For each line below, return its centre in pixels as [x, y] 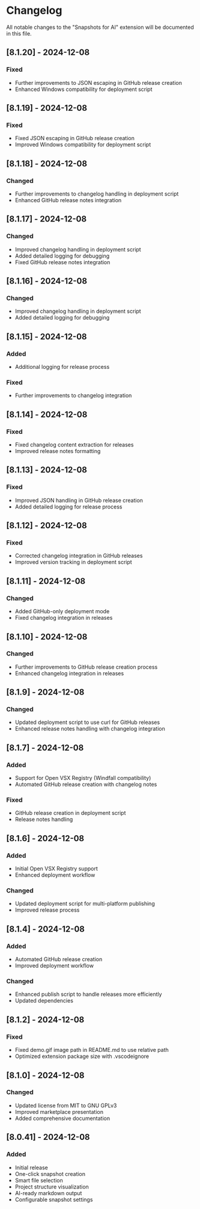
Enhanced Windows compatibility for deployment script [83, 89]
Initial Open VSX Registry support [56, 869]
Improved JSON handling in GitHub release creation [79, 500]
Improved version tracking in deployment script [73, 562]
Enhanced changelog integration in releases [69, 673]
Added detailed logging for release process [68, 507]
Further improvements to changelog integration [73, 395]
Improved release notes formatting [58, 451]
